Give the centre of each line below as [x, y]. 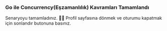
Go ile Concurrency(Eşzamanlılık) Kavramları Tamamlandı [77, 7]
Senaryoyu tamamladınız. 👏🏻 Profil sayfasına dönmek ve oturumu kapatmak [84, 18]
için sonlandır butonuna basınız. [38, 23]
